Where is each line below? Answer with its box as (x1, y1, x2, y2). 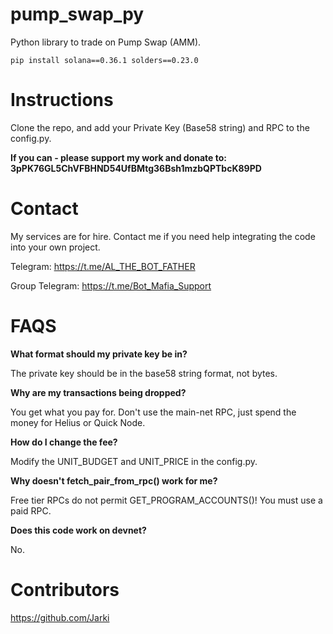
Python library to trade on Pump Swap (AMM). (10, 36, 202, 48)
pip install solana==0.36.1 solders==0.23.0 (10, 55, 199, 65)
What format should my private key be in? (10, 348, 188, 360)
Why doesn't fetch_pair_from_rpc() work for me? (10, 474, 218, 487)
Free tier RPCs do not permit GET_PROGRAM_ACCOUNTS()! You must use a (10, 494, 323, 506)
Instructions (10, 89, 114, 112)
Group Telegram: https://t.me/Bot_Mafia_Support (10, 279, 212, 292)
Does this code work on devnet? (10, 524, 147, 536)
